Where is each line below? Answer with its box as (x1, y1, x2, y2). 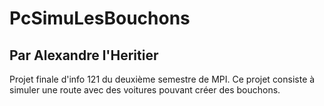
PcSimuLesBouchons (9, 7, 191, 30)
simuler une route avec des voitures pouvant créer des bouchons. (9, 84, 281, 96)
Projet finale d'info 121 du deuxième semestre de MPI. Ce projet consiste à (9, 73, 316, 85)
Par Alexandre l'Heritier (9, 47, 159, 64)
